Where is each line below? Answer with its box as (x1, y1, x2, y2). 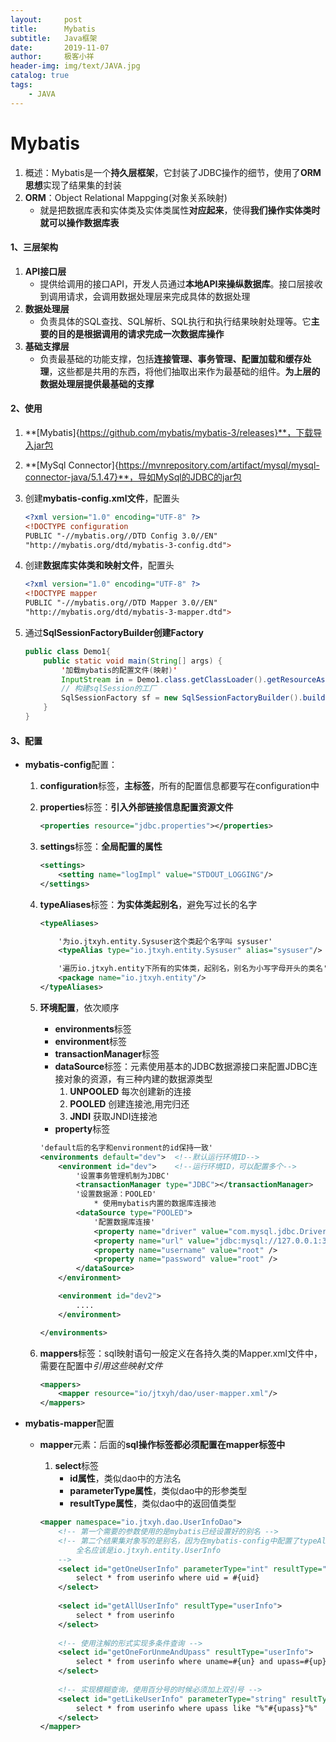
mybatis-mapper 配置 (24, 1417, 115, 1430)
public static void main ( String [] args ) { (43, 656, 223, 666)
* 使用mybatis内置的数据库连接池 (93, 1199, 217, 1209)
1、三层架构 (10, 241, 59, 253)
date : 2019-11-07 (10, 42, 110, 53)
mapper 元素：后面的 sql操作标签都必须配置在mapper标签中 (39, 1439, 286, 1451)
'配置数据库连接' (93, 1217, 156, 1227)
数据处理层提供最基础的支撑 (39, 377, 155, 390)
